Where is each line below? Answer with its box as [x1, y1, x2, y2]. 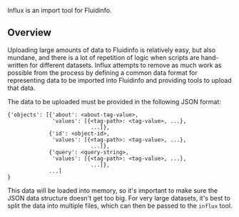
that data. [7, 84, 36, 92]
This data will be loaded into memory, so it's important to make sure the [7, 186, 218, 195]
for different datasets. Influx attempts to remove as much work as [29, 61, 222, 69]
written [7, 61, 29, 69]
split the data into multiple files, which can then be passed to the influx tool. [7, 201, 233, 210]
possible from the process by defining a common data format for [7, 68, 198, 77]
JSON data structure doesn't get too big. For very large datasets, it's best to [7, 193, 230, 202]
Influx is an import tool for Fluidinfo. [7, 6, 112, 14]
